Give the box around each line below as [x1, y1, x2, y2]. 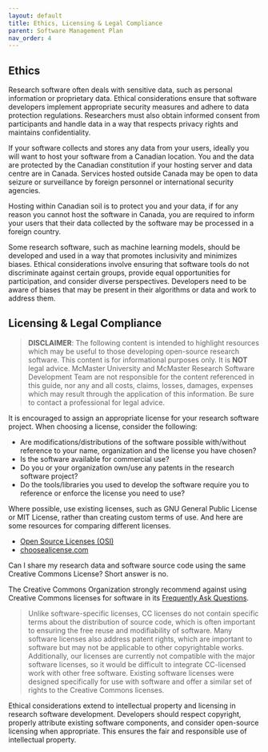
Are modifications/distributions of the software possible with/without [19, 437, 246, 447]
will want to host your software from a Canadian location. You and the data [8, 152, 254, 161]
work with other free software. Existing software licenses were [27, 668, 234, 677]
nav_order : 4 [8, 34, 52, 42]
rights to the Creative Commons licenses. [27, 685, 165, 694]
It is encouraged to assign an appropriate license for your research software [8, 413, 259, 422]
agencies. [8, 186, 41, 196]
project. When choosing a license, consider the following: [8, 422, 198, 431]
